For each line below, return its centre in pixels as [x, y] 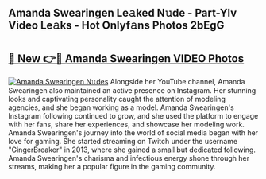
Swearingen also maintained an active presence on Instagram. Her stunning [132, 90]
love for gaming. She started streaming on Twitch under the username [123, 141]
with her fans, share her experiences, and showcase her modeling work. [126, 124]
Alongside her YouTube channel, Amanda [177, 82]
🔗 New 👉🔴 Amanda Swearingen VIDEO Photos [126, 58]
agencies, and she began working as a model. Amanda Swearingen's [121, 107]
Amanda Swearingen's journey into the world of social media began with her [133, 133]
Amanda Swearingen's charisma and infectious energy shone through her [129, 158]
